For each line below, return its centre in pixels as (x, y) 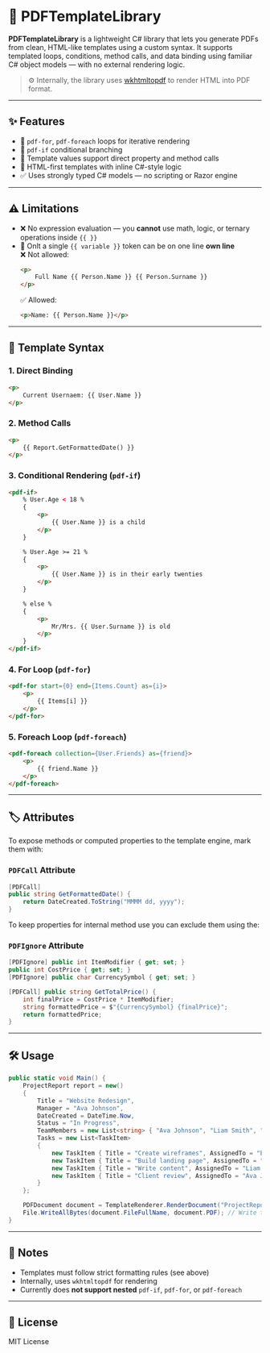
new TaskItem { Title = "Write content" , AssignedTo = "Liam (156, 1168)
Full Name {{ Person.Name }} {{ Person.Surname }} (121, 277)
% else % (37, 604)
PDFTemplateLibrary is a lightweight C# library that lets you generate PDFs (133, 39)
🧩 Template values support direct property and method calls (119, 158)
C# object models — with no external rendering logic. (97, 65)
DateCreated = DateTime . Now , (86, 1116)
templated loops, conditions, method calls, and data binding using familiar (131, 56)
